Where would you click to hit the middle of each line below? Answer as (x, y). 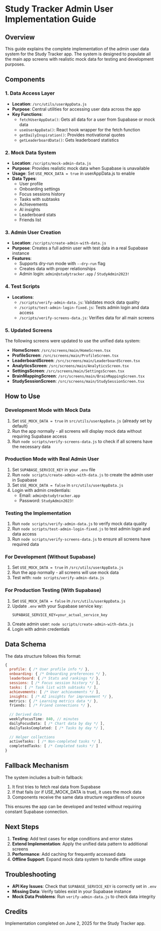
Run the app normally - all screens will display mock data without (77, 431)
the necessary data (31, 446)
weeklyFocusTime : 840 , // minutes (44, 719)
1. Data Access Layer (30, 93)
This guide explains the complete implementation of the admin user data (77, 49)
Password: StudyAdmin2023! (46, 500)
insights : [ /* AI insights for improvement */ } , (61, 696)
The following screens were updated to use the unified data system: (73, 341)
